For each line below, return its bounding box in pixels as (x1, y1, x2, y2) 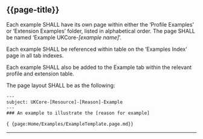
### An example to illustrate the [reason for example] (6, 110, 150, 117)
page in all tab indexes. (6, 51, 64, 59)
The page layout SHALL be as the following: (6, 82, 115, 89)
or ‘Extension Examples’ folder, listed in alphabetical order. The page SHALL (6, 27, 195, 34)
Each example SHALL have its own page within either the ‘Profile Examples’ (6, 21, 195, 28)
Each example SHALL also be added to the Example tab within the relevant (6, 63, 192, 71)
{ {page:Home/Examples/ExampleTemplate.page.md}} (6, 121, 134, 128)
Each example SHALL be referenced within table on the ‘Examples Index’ (6, 45, 187, 53)
